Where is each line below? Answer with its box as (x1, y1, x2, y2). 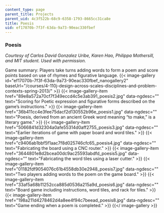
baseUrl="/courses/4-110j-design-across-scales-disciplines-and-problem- (5, 83, 157, 89)
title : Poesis (5, 21, 34, 26)
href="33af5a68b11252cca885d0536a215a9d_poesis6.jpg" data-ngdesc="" (5, 182, 159, 188)
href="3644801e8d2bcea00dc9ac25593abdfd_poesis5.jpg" (5, 150, 127, 157)
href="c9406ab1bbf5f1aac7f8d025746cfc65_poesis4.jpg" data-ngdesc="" (5, 140, 156, 146)
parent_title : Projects (5, 12, 54, 17)
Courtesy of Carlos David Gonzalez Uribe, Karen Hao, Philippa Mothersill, (5, 52, 155, 59)
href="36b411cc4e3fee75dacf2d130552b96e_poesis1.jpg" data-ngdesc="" (5, 109, 157, 115)
